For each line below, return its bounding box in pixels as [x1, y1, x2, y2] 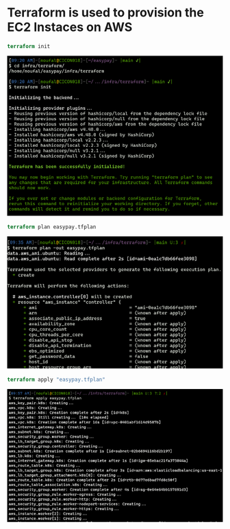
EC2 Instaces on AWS [7, 19, 133, 35]
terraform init [7, 43, 51, 49]
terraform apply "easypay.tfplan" [7, 376, 106, 384]
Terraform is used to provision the [7, 5, 204, 21]
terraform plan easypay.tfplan [7, 223, 97, 231]
